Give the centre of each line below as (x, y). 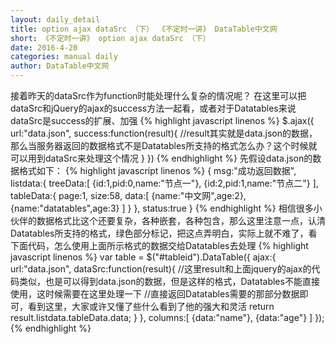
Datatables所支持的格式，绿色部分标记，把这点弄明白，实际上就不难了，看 (164, 233)
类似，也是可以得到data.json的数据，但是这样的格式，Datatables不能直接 (169, 281)
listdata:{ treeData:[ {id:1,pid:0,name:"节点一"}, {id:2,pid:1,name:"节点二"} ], (164, 183)
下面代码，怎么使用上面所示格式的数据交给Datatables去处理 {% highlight (159, 245)
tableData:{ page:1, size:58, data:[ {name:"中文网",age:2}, (128, 195)
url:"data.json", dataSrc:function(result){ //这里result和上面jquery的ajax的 (161, 269)
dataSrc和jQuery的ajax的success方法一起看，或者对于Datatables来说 (153, 108)
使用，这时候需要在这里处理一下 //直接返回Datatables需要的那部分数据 (155, 294)
